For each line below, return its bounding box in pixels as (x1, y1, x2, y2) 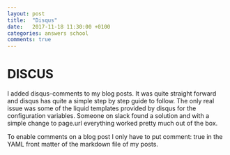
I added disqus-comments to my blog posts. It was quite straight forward (7, 89, 217, 98)
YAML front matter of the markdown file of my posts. (7, 140, 159, 149)
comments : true (7, 36, 52, 43)
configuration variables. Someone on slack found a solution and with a (7, 112, 210, 120)
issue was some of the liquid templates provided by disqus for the (7, 104, 197, 112)
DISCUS (7, 66, 54, 82)
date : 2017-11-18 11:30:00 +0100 (7, 23, 111, 30)
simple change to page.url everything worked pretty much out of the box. (7, 119, 218, 128)
